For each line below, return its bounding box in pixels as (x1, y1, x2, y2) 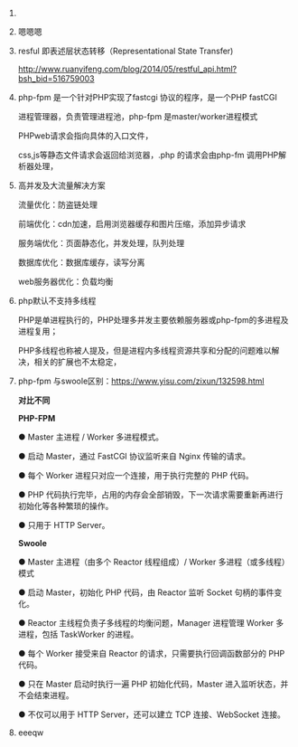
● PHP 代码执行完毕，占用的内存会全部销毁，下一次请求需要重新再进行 (17, 489, 284, 500)
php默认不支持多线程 (17, 296, 97, 306)
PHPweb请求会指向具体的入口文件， (17, 130, 154, 141)
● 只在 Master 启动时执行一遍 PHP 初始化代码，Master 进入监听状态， (17, 678, 282, 689)
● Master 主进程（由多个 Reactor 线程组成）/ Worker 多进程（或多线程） (17, 556, 290, 567)
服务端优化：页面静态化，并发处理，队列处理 (17, 238, 185, 248)
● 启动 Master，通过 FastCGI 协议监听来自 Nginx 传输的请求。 (17, 451, 251, 461)
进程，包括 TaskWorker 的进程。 (17, 629, 139, 639)
